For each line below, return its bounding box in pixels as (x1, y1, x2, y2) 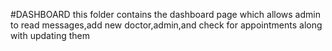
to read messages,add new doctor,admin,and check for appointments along (10, 19, 323, 31)
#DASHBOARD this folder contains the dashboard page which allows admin (10, 9, 321, 20)
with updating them (10, 30, 90, 41)
